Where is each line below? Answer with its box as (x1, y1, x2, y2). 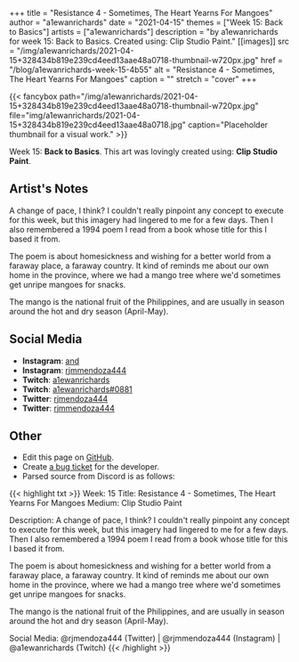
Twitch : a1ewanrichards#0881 (21, 383, 133, 395)
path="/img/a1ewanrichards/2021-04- (59, 91, 198, 102)
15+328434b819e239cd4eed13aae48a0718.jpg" (9, 119, 187, 130)
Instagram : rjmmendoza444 (21, 364, 127, 375)
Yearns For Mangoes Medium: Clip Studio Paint (9, 498, 182, 509)
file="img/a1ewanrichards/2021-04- (9, 110, 141, 120)
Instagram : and (21, 356, 80, 366)
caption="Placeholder (188, 119, 269, 130)
